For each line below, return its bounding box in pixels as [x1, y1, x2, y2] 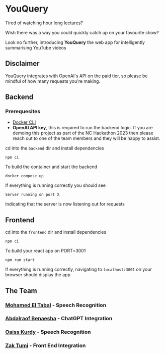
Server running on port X [5, 192, 59, 197]
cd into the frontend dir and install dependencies [5, 229, 107, 235]
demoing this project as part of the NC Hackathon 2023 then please [12, 130, 153, 136]
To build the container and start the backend [5, 164, 98, 170]
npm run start [5, 258, 35, 263]
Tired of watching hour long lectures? [5, 20, 83, 26]
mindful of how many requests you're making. [5, 78, 101, 84]
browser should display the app [5, 272, 70, 278]
